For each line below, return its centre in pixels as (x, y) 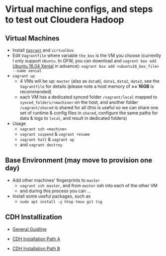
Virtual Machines (32, 38)
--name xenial (27, 71)
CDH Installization (34, 217)
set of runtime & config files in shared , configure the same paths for (89, 113)
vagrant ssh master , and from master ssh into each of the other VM (88, 185)
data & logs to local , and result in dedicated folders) (73, 118)
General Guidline (30, 229)
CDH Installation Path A (36, 239)
